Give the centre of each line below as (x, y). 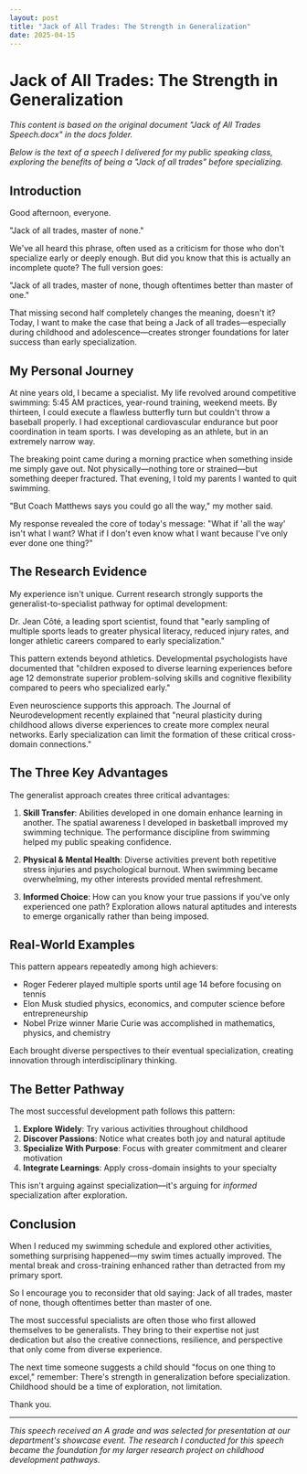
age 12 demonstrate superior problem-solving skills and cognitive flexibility (151, 678)
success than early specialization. (73, 342)
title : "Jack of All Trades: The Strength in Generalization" (130, 27)
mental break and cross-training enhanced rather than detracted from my (148, 1266)
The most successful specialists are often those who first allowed (132, 1320)
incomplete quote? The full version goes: (86, 268)
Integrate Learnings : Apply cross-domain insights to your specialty (149, 1168)
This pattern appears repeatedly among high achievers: (114, 967)
